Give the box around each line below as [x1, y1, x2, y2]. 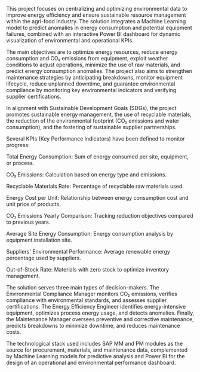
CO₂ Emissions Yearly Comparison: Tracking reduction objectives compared [6, 212, 193, 219]
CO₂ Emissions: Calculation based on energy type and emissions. [6, 171, 167, 178]
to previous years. [6, 218, 51, 225]
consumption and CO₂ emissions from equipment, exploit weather [6, 55, 168, 62]
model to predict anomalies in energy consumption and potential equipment [6, 24, 192, 31]
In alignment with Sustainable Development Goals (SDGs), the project [6, 105, 177, 111]
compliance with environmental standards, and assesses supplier [6, 297, 167, 304]
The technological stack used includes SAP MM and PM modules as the [6, 340, 183, 347]
